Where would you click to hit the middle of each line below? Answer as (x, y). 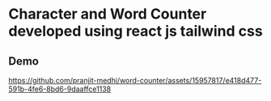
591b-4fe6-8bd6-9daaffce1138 (60, 89)
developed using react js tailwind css (135, 31)
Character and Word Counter (108, 14)
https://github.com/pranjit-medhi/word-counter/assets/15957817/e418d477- (135, 80)
